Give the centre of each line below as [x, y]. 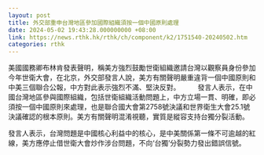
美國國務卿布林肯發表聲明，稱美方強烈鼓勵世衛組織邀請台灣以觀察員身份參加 [132, 68]
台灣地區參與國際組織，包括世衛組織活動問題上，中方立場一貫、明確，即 [132, 97]
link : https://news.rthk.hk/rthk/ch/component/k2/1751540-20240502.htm [128, 37]
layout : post [29, 15]
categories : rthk [37, 45]
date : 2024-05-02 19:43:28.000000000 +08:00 [82, 30]
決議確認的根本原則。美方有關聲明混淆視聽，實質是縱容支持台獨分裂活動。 [128, 117]
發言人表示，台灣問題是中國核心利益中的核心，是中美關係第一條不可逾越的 [128, 133]
